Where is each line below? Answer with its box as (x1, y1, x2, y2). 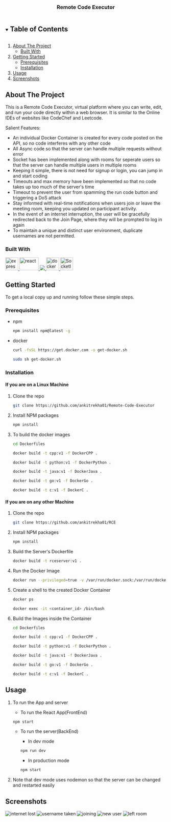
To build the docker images (12, 431, 70, 437)
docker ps (12, 596, 34, 602)
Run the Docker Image (12, 568, 60, 574)
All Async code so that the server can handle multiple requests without (12, 145, 162, 152)
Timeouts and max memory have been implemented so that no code (12, 178, 157, 184)
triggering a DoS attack (12, 194, 62, 201)
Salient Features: (5, 125, 41, 131)
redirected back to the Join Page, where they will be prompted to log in (12, 216, 162, 223)
